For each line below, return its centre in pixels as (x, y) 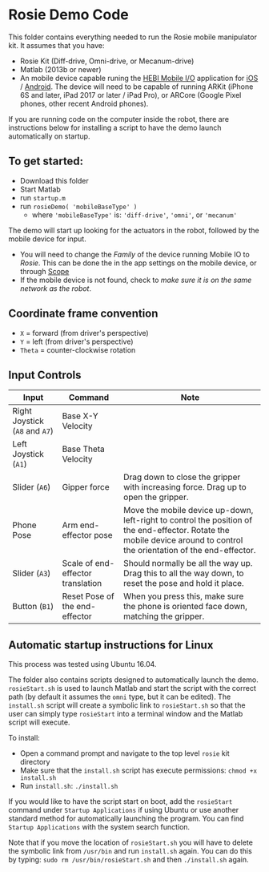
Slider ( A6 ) (32, 487)
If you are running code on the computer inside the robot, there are (119, 119)
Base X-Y (80, 416)
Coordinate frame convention (83, 314)
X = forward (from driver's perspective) (84, 333)
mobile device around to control (183, 540)
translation (82, 583)
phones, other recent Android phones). (84, 103)
